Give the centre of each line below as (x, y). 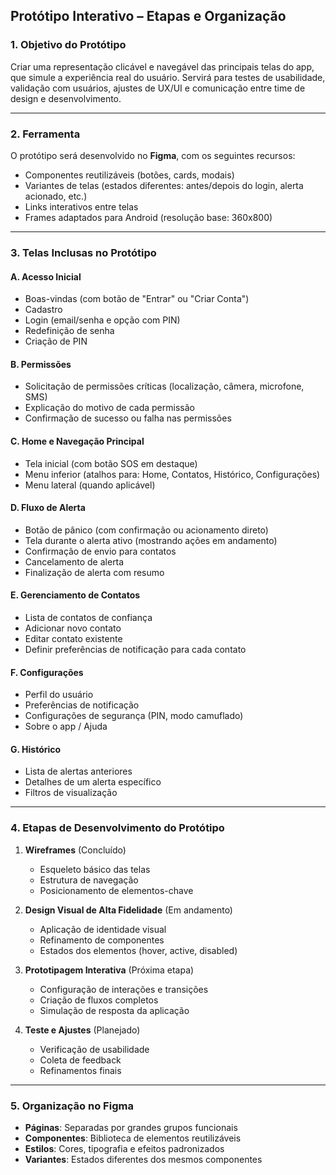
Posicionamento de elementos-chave (116, 890)
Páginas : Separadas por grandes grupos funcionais (131, 1127)
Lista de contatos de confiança (88, 617)
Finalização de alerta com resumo (94, 572)
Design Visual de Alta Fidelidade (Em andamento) (128, 910)
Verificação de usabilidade (94, 1049)
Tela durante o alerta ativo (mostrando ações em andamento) (151, 540)
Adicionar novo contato (73, 628)
